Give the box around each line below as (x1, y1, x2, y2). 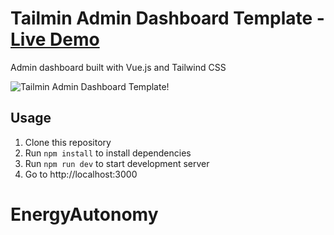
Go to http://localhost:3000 (24, 168, 138, 180)
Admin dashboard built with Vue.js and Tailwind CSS (10, 61, 227, 73)
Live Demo (10, 28, 100, 51)
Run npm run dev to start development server (24, 157, 210, 169)
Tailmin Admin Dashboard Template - (10, 7, 325, 30)
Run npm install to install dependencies (24, 147, 192, 159)
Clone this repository (24, 136, 112, 148)
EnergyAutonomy (10, 203, 159, 226)
